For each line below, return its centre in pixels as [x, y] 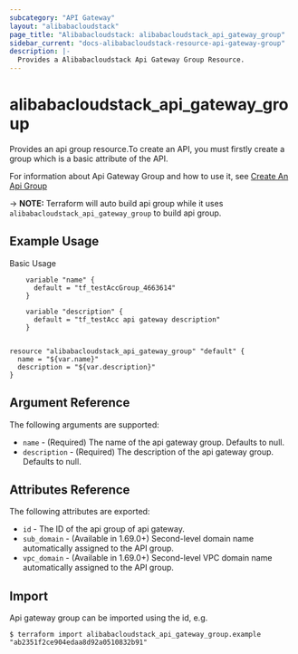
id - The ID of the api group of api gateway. [104, 529]
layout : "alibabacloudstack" [64, 26]
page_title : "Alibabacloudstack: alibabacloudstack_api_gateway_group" [147, 34]
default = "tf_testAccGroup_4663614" [105, 288]
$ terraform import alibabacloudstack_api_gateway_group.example [135, 635]
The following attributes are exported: [80, 512]
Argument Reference [70, 403]
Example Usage [54, 241]
